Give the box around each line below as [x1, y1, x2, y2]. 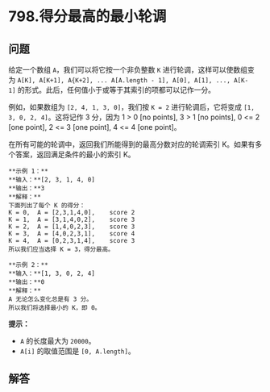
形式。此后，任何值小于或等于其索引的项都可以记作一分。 [24, 85, 216, 94]
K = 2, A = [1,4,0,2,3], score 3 [8, 223, 135, 231]
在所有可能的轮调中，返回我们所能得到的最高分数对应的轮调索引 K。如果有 [8, 140, 255, 149]
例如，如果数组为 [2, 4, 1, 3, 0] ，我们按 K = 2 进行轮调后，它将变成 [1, [8, 102, 255, 111]
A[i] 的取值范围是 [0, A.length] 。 [19, 346, 135, 356]
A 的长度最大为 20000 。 [19, 336, 96, 345]
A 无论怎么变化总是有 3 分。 [8, 295, 93, 303]
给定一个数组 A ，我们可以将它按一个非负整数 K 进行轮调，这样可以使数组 [8, 65, 248, 74]
